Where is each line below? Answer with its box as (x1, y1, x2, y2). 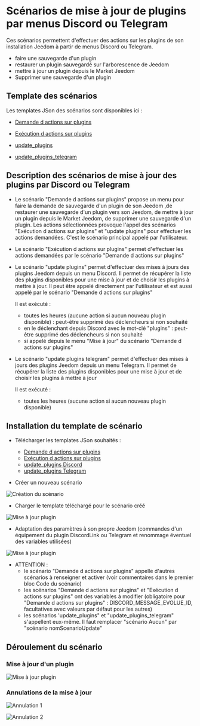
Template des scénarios (6, 91, 97, 101)
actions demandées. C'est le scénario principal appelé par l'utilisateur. (14, 234, 188, 241)
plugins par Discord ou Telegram (6, 180, 130, 190)
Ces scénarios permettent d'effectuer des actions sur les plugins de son (6, 36, 184, 44)
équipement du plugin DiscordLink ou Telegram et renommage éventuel (14, 532, 192, 539)
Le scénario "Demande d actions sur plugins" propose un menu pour (14, 195, 184, 203)
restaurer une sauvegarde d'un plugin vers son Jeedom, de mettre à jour (14, 208, 194, 216)
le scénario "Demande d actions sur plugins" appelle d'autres (23, 568, 175, 575)
